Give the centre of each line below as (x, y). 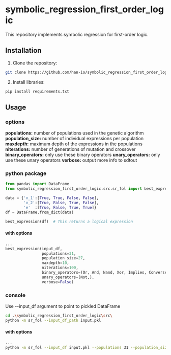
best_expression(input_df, (34, 249)
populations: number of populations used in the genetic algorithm (75, 133)
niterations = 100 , (60, 268)
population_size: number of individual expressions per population (75, 139)
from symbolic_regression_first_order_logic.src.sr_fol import (74, 189)
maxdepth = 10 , (55, 263)
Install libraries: (28, 82)
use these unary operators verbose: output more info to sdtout (71, 160)
